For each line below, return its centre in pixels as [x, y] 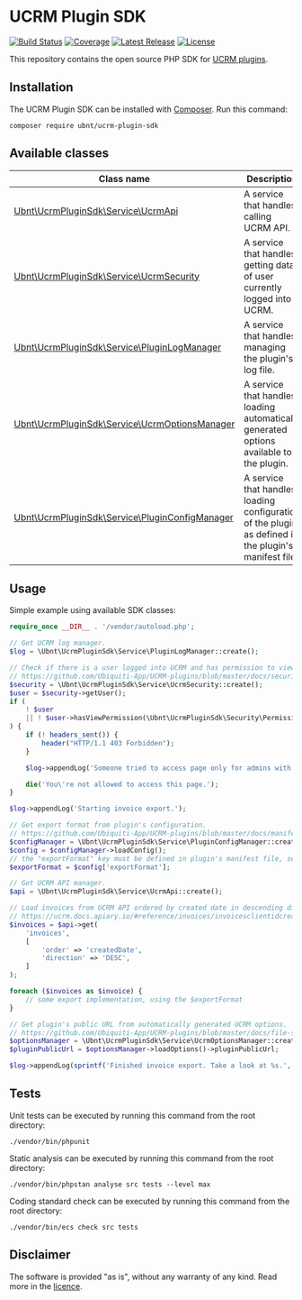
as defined [266, 534]
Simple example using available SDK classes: [93, 610]
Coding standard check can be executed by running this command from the [150, 1201]
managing [265, 347]
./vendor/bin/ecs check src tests [74, 1227]
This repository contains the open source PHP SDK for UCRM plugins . [138, 59]
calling [258, 216]
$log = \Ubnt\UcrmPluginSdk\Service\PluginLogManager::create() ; [134, 652]
